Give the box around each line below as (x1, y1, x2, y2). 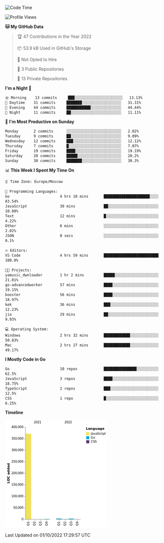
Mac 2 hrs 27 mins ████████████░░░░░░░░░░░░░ (5, 343, 159, 348)
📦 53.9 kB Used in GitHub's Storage (17, 45, 91, 51)
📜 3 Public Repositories (17, 66, 64, 72)
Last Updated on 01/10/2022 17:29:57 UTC (5, 532, 91, 538)
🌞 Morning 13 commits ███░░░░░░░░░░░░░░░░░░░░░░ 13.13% (5, 95, 143, 100)
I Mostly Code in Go (5, 357, 46, 362)
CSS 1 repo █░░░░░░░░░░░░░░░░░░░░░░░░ (5, 396, 159, 401)
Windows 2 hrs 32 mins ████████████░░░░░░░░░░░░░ (5, 333, 159, 338)
